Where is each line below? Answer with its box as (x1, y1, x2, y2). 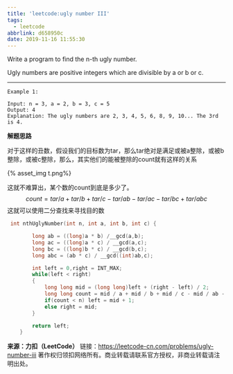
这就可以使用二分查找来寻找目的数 (7, 206, 105, 215)
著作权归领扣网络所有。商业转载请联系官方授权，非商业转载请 (37, 351, 214, 359)
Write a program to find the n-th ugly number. (7, 55, 137, 63)
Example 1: (7, 88, 39, 96)
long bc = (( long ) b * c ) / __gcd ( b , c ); (32, 246, 148, 253)
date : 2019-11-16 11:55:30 (7, 36, 85, 43)
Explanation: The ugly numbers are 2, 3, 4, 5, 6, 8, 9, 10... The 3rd (7, 112, 218, 120)
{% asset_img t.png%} (7, 169, 71, 178)
